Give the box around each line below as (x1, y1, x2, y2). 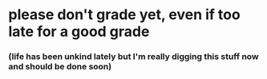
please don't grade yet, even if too (8, 6, 241, 24)
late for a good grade (8, 22, 150, 41)
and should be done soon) (8, 61, 112, 73)
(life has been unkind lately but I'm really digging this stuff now (8, 51, 259, 62)
